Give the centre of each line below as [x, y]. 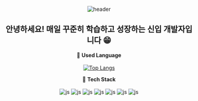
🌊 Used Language [99, 55]
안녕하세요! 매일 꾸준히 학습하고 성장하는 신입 [84, 29]
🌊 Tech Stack [99, 79]
